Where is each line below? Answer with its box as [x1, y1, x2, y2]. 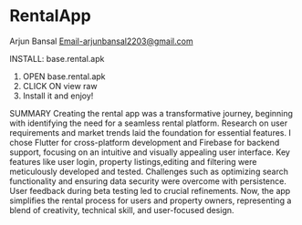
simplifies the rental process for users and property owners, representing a [9, 195, 292, 206]
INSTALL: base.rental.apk [9, 53, 105, 64]
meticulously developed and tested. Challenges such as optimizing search [9, 166, 289, 177]
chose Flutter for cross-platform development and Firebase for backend [9, 137, 280, 148]
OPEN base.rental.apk [22, 70, 107, 82]
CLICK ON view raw [22, 80, 98, 91]
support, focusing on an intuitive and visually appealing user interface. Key [9, 147, 290, 158]
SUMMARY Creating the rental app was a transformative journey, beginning [9, 107, 294, 118]
